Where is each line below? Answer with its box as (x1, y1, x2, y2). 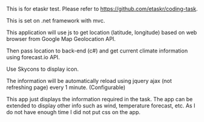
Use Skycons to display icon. (6, 65, 79, 73)
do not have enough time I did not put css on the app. (6, 109, 141, 115)
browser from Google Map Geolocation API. (6, 35, 116, 42)
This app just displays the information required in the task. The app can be (6, 96, 193, 102)
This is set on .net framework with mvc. (6, 17, 105, 24)
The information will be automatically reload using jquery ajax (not (6, 77, 172, 84)
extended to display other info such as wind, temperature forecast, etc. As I (6, 102, 195, 109)
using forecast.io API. (6, 54, 60, 60)
